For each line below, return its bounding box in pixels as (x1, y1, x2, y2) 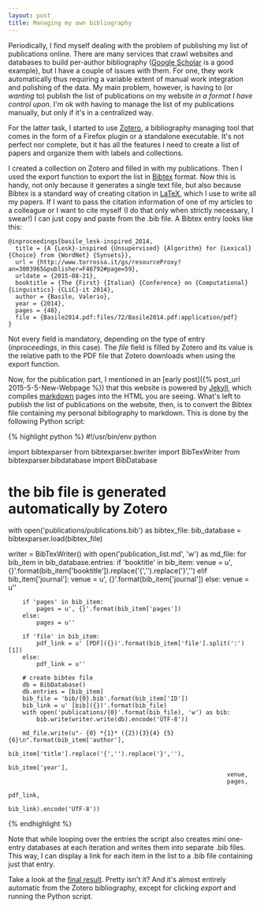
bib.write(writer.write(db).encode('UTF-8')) (36, 716, 189, 724)
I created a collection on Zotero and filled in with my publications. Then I (8, 163, 243, 173)
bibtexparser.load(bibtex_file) (8, 534, 103, 544)
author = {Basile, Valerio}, (15, 293, 111, 301)
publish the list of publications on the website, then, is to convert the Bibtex (8, 399, 252, 409)
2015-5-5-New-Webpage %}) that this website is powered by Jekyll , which (8, 383, 252, 392)
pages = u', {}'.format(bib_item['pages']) (36, 605, 181, 613)
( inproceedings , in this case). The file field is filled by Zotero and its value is (8, 342, 254, 352)
